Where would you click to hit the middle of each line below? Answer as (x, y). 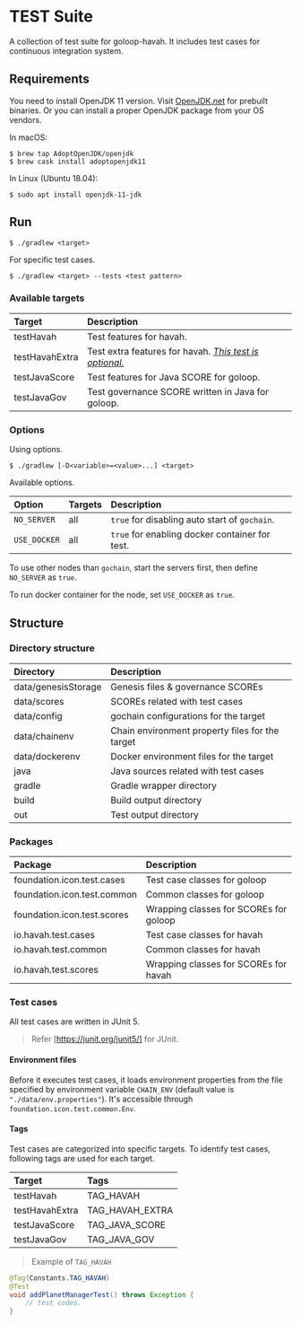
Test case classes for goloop (206, 880)
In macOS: (28, 137)
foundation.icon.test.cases (69, 880)
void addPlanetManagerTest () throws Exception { (102, 1294)
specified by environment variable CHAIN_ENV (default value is (122, 1089)
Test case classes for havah (204, 935)
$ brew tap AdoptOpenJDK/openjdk (72, 153)
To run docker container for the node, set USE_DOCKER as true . (122, 595)
